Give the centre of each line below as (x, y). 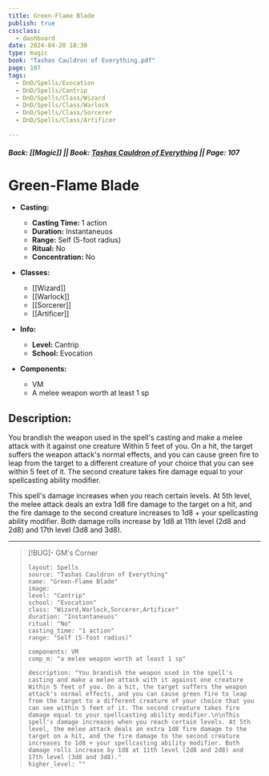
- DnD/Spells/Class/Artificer (66, 120)
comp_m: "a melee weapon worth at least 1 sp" (107, 659)
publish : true (32, 23)
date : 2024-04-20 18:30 (48, 46)
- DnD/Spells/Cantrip (52, 90)
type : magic (28, 53)
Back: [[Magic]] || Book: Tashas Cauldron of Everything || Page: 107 (124, 152)
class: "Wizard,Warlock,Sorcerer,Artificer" (103, 610)
